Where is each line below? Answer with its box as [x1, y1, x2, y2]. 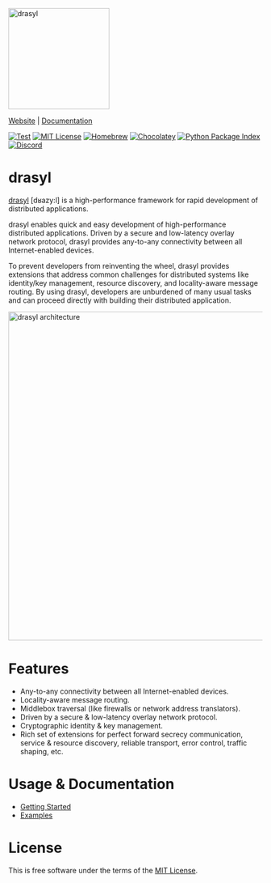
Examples [19, 810, 53, 820]
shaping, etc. [19, 746, 64, 756]
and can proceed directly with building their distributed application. [8, 295, 231, 305]
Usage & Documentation [8, 775, 175, 793]
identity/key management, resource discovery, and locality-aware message [8, 278, 258, 287]
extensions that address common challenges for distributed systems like [8, 270, 249, 279]
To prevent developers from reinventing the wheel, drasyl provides [8, 261, 230, 270]
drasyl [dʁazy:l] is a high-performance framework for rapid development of [8, 195, 258, 205]
